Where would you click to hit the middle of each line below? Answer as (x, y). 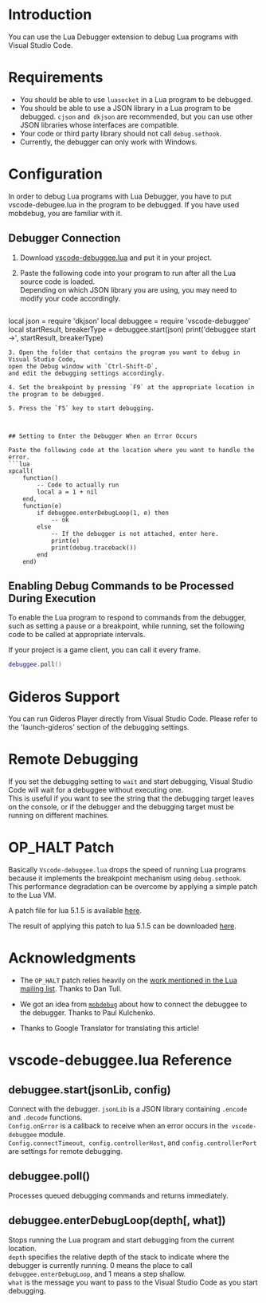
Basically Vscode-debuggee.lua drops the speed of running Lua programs (127, 870)
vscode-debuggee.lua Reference (120, 1060)
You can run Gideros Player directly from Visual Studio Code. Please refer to (133, 718)
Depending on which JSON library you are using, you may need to (128, 289)
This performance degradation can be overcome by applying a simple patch (133, 887)
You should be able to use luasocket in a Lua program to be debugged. (136, 99)
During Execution (52, 598)
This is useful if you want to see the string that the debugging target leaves (131, 798)
